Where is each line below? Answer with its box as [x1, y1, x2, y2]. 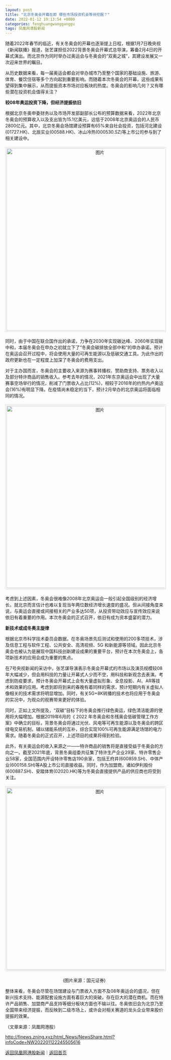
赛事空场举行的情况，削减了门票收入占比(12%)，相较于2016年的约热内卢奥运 [5, 380, 163, 386]
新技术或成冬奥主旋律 [5, 625, 49, 631]
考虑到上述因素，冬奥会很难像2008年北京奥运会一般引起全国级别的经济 [5, 596, 152, 602]
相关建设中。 [5, 135, 32, 141]
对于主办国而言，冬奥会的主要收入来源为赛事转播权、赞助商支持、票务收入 [5, 368, 159, 374]
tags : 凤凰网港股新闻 [5, 26, 45, 31]
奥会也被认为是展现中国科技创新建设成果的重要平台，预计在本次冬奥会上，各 [5, 649, 163, 655]
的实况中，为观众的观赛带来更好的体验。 [5, 697, 89, 703]
